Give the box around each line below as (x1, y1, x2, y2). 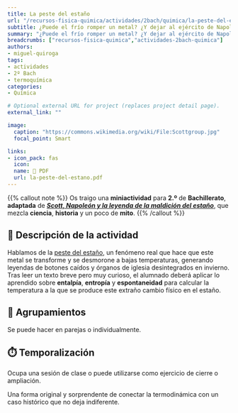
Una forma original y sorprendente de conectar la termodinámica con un (7, 390, 219, 399)
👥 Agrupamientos (7, 307, 86, 319)
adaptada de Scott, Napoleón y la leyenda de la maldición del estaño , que (7, 201, 229, 209)
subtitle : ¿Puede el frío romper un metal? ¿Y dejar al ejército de (7, 23, 214, 31)
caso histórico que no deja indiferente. (7, 398, 120, 407)
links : (7, 148, 27, 155)
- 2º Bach (7, 70, 37, 77)
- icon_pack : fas (7, 154, 59, 162)
